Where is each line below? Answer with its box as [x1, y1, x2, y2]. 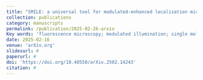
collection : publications [6, 14, 71, 20]
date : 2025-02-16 [6, 37, 50, 43]
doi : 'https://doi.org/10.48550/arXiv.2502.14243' [6, 59, 137, 65]
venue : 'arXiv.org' [6, 43, 56, 49]
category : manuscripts [6, 20, 63, 26]
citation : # [6, 64, 36, 71]
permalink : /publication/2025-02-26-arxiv [6, 25, 115, 32]
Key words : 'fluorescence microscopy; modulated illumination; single [6, 31, 188, 37]
